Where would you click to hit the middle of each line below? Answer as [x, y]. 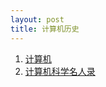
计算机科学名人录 [60, 71]
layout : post [37, 19]
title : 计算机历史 [45, 29]
